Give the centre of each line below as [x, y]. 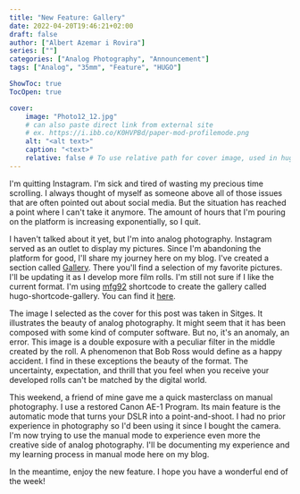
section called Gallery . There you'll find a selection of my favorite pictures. [146, 267]
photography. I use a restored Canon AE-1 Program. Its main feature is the [145, 406]
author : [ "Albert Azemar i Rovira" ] [77, 43]
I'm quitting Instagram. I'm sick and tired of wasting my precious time [136, 183]
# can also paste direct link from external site [120, 125]
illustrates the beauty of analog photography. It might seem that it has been [147, 322]
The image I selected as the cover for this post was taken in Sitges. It [136, 313]
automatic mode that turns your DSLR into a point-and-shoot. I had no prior [147, 416]
